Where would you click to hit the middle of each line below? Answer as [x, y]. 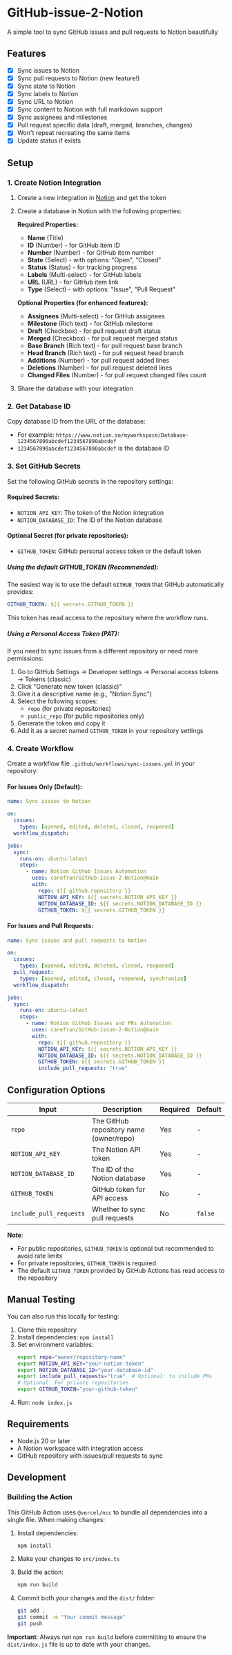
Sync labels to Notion [47, 93]
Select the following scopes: [57, 701]
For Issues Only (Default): [45, 786]
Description [122, 1110]
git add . [31, 1611]
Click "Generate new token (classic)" [69, 686]
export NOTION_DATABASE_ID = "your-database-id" [85, 1370]
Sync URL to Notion [45, 101]
